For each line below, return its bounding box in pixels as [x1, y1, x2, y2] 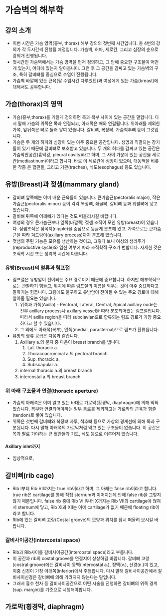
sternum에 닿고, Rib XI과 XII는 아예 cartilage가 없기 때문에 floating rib [17, 504, 156, 510]
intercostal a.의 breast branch [19, 373, 81, 380]
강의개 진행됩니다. [12, 53, 47, 58]
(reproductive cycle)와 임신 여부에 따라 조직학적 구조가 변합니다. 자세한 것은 [12, 244, 162, 250]
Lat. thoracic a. [27, 344, 58, 350]
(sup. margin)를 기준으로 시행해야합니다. [12, 587, 92, 593]
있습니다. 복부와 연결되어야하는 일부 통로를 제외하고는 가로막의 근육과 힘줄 [12, 406, 157, 412]
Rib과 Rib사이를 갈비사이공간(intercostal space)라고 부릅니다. [12, 549, 134, 555]
